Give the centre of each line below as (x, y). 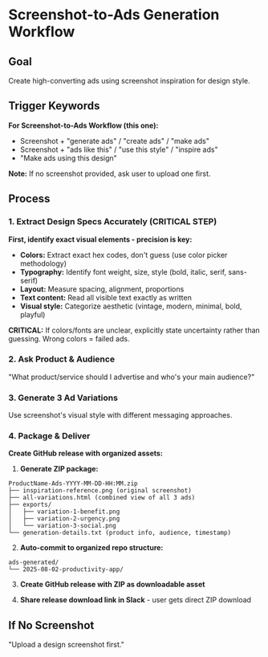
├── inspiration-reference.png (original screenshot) (100, 491)
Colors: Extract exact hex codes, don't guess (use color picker (124, 255)
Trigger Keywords (54, 106)
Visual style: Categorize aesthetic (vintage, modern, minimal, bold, (131, 306)
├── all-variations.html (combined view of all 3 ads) (102, 498)
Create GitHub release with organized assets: (85, 453)
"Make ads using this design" (69, 157)
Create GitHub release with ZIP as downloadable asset (112, 585)
